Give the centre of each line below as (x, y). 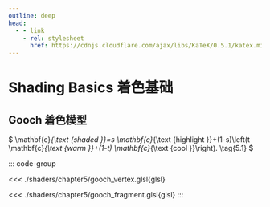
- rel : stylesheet (53, 38)
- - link (30, 30)
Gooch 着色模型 (47, 120)
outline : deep (32, 16)
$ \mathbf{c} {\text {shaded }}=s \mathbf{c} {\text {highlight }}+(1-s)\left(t (129, 140)
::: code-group (32, 164)
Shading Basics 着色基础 (91, 88)
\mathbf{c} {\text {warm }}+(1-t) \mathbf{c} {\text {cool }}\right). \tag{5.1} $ (131, 148)
